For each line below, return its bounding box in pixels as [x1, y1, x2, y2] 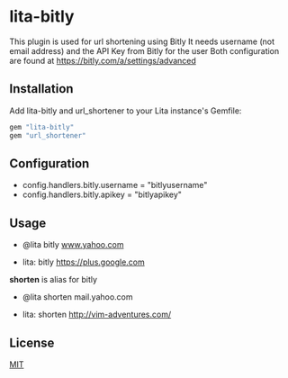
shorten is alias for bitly [9, 274, 97, 285]
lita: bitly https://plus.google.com [22, 256, 146, 267]
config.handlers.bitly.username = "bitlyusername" [22, 180, 208, 191]
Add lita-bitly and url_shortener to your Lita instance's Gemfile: [9, 105, 242, 116]
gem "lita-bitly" [9, 122, 75, 131]
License [9, 335, 55, 350]
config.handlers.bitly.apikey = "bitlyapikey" [22, 189, 183, 200]
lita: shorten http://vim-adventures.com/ [22, 309, 172, 320]
